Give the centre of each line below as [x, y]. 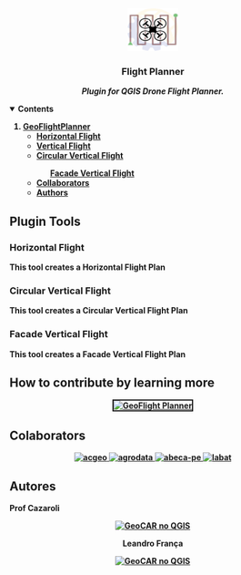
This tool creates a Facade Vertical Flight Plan [98, 354]
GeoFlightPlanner [56, 127]
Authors [52, 193]
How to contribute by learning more [112, 382]
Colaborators [48, 435]
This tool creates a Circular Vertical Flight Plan [99, 311]
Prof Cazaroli [35, 508]
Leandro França [153, 544]
